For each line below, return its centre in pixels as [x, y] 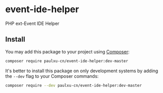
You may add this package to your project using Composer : [67, 51]
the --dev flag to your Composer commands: [52, 76]
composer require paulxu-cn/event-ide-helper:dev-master [67, 61]
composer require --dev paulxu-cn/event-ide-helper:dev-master [74, 85]
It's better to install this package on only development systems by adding [82, 71]
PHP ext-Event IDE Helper [32, 23]
